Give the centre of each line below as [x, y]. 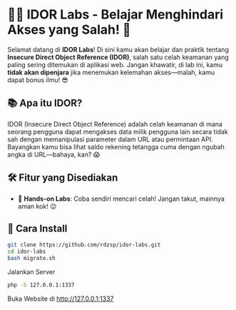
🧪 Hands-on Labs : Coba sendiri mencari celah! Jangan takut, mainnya [121, 199]
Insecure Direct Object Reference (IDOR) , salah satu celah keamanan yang [118, 57]
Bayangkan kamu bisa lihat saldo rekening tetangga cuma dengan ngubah [116, 146]
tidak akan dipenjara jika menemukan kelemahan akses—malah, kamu [111, 72]
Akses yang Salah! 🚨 [69, 30]
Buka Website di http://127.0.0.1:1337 [61, 299]
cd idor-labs [27, 252]
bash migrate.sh [31, 259]
